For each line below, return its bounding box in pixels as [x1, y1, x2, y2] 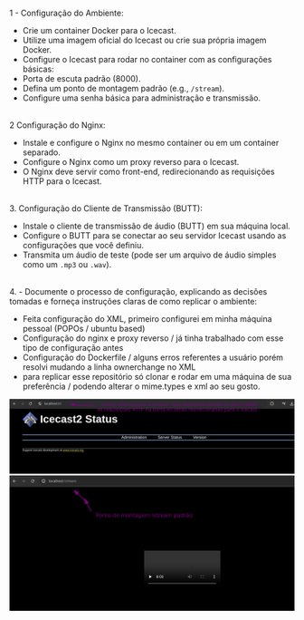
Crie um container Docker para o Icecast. [22, 25, 176, 35]
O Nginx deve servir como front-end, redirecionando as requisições [22, 166, 275, 177]
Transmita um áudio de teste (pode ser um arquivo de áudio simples [22, 249, 277, 260]
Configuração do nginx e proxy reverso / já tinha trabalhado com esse [22, 333, 284, 344]
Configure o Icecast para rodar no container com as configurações [22, 54, 272, 64]
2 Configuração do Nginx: [9, 120, 106, 131]
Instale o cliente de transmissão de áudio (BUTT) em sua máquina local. [22, 220, 291, 231]
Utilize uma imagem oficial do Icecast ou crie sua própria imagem [22, 34, 267, 45]
